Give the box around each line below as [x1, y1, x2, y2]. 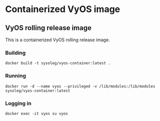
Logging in [5, 99, 31, 106]
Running [5, 72, 26, 79]
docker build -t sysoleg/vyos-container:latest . [5, 61, 111, 66]
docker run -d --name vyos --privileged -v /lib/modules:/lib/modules [5, 84, 155, 89]
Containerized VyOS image [5, 4, 120, 15]
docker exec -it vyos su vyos [5, 111, 68, 116]
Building [5, 49, 26, 56]
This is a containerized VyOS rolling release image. [5, 37, 110, 43]
